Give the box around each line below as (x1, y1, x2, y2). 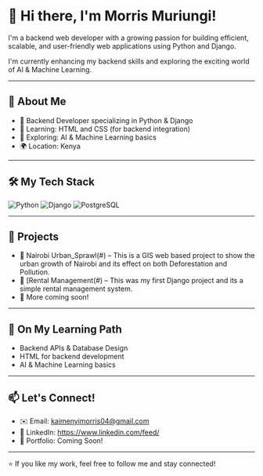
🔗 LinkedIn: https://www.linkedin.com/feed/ (19, 427, 160, 437)
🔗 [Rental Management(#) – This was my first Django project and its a (19, 276, 244, 285)
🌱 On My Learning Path (8, 322, 123, 336)
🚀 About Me (8, 95, 67, 108)
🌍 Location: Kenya (19, 141, 81, 151)
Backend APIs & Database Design (19, 343, 128, 353)
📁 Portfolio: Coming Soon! (19, 436, 103, 445)
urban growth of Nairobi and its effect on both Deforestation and (19, 259, 228, 269)
